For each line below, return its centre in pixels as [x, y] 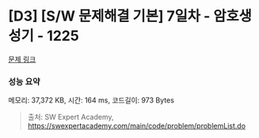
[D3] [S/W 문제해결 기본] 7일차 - [109, 16]
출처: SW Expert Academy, [70, 117]
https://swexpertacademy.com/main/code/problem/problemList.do [137, 126]
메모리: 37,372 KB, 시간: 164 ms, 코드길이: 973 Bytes [91, 100]
